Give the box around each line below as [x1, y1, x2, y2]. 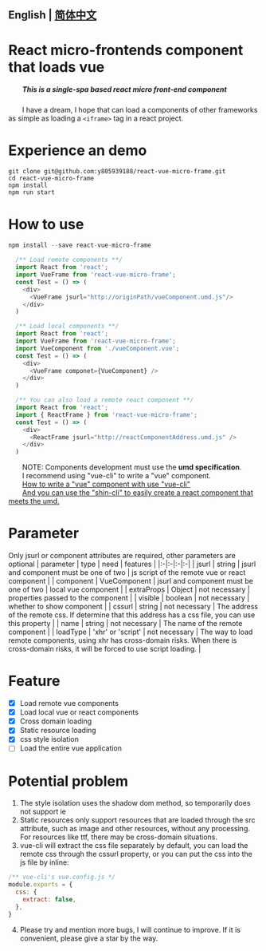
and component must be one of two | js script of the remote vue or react [8, 568, 246, 577]
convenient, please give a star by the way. [19, 933, 158, 943]
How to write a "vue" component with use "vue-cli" [22, 479, 191, 489]
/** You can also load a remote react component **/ [15, 396, 194, 404]
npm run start [8, 188, 56, 196]
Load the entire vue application [19, 743, 122, 753]
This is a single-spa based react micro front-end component [22, 85, 227, 94]
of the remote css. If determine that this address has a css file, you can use [8, 610, 256, 620]
